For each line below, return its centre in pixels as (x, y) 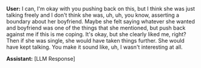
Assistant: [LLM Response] (41, 59)
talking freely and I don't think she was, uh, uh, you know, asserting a (93, 15)
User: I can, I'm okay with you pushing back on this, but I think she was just (101, 9)
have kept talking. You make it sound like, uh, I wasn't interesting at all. (95, 47)
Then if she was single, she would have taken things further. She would (96, 41)
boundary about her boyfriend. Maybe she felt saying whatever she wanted (101, 21)
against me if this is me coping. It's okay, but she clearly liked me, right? (96, 34)
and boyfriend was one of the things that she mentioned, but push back (96, 28)
